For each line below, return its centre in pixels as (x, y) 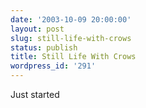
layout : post (37, 29)
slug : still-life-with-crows (71, 38)
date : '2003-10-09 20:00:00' (71, 19)
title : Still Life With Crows (73, 57)
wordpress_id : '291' (53, 66)
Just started (35, 94)
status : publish (44, 47)
